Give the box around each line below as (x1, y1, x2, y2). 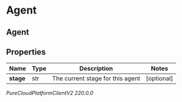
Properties (6, 47, 46, 57)
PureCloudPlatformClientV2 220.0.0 (6, 90, 93, 97)
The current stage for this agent (52, 74, 141, 83)
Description (79, 64, 113, 73)
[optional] (145, 74, 173, 83)
